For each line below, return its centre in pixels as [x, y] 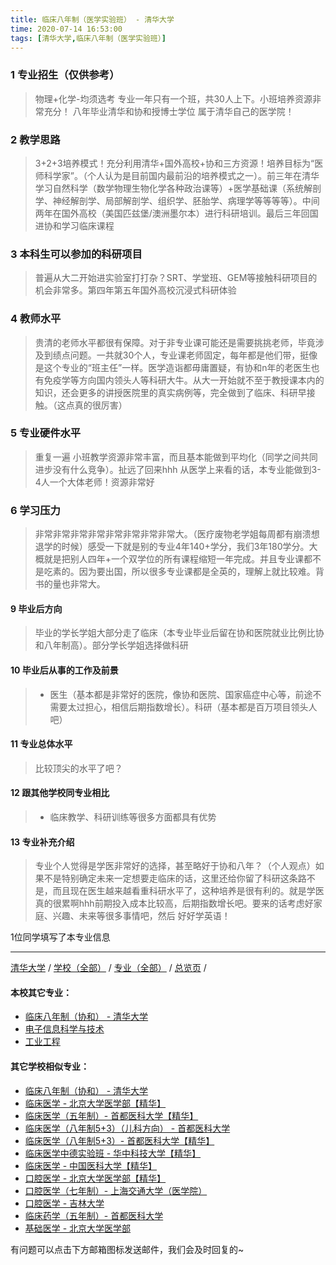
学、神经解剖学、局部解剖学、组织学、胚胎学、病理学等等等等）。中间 [177, 200]
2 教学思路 [35, 139]
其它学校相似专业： [50, 1066]
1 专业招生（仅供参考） [65, 75]
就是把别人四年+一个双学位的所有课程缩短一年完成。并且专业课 [174, 559]
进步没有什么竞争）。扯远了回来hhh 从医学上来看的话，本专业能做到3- [178, 469]
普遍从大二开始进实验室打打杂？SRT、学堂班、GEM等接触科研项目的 [176, 278]
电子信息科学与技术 [64, 1029]
